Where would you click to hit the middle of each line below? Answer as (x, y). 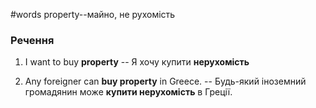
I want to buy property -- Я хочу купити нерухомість (137, 62)
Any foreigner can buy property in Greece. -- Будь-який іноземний (165, 81)
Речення (32, 40)
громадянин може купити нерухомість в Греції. (128, 92)
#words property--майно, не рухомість (93, 14)
